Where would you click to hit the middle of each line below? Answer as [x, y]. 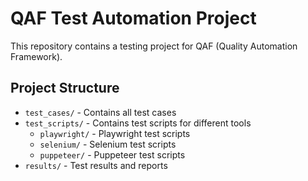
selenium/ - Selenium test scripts [108, 144]
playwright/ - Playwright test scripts [115, 133]
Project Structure [65, 88]
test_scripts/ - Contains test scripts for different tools [138, 123]
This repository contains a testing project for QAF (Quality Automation [154, 46]
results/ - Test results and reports [96, 165]
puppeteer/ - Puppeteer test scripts [112, 154]
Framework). [36, 56]
